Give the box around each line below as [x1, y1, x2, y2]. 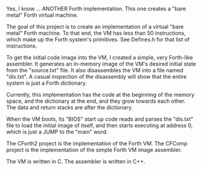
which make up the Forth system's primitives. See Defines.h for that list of [6, 36, 190, 43]
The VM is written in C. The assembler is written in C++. [6, 158, 146, 165]
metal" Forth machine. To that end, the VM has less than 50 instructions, [6, 29, 186, 37]
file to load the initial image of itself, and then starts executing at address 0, [6, 122, 193, 129]
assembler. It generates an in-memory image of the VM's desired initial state [6, 60, 197, 67]
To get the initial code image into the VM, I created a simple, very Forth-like [6, 54, 193, 61]
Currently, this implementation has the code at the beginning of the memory [6, 91, 195, 98]
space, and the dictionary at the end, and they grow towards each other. [6, 97, 186, 105]
